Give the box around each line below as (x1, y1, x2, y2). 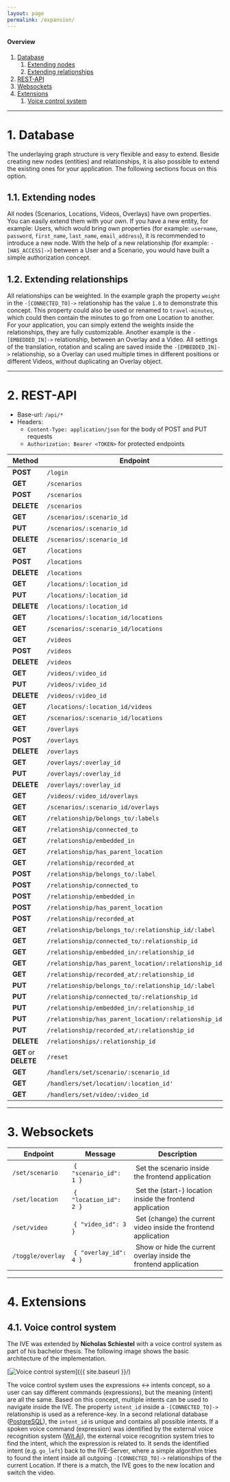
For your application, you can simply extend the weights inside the (7, 321, 194, 329)
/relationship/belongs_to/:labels (47, 815, 159, 822)
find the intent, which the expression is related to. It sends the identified (7, 1439, 209, 1448)
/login (47, 469, 68, 477)
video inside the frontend (133, 1223, 214, 1232)
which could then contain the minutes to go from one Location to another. (7, 314, 214, 322)
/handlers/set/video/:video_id (47, 1091, 149, 1099)
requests (27, 432, 53, 441)
